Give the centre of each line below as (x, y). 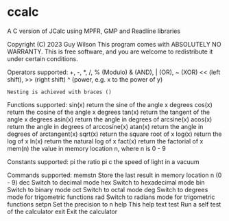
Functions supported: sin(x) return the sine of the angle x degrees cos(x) (110, 104)
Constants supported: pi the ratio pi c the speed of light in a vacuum (104, 161)
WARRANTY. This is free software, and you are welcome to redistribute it (110, 51)
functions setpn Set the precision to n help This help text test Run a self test (114, 204)
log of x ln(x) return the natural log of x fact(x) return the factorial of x (105, 141)
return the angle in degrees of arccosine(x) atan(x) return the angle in (105, 126)
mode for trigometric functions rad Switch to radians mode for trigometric (111, 197)
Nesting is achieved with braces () (59, 92)
